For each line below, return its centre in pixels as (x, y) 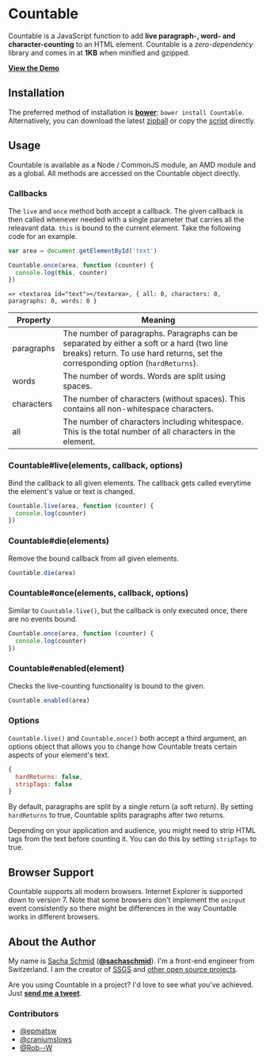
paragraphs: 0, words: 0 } (53, 301)
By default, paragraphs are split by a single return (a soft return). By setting (131, 807)
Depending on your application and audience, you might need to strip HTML (132, 831)
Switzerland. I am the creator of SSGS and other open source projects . (123, 969)
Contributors (34, 1013)
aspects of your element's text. (59, 754)
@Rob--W (36, 1048)
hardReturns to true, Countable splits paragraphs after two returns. (117, 815)
